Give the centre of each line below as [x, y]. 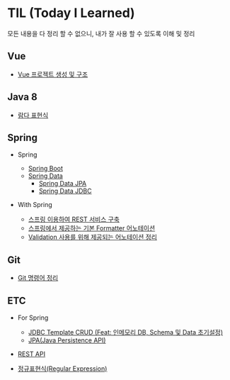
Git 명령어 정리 [38, 278]
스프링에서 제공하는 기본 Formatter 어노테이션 [92, 228]
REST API [31, 354]
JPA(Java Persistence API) [67, 340]
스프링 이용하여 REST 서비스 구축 [74, 219]
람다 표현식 [33, 115]
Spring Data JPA [63, 184]
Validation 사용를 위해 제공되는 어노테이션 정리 [93, 237]
